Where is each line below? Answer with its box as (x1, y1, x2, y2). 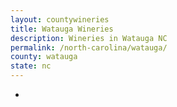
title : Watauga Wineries (10, 24, 114, 34)
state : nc (10, 61, 52, 71)
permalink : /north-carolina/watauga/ (10, 42, 168, 53)
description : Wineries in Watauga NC (10, 33, 168, 43)
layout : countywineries (10, 14, 110, 25)
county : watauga (10, 52, 78, 62)
